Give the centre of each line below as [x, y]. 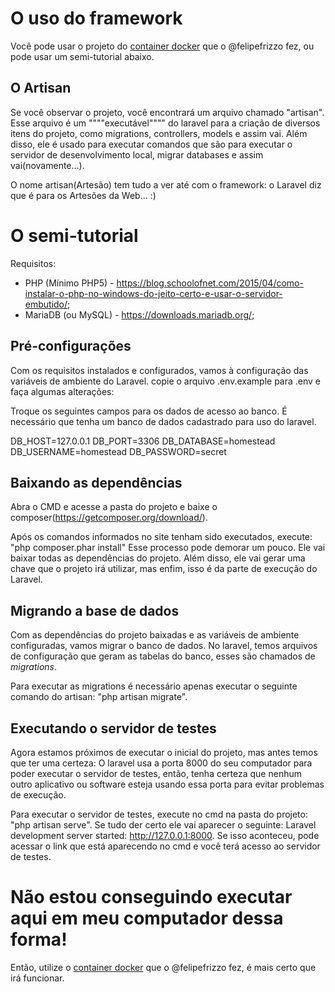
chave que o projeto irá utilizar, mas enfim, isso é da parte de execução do [164, 569]
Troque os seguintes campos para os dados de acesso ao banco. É [149, 411]
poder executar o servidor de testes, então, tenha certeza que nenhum [156, 773]
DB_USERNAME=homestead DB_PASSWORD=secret [118, 451]
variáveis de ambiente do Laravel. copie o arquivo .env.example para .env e [166, 381]
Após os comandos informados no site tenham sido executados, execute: [161, 537]
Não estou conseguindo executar [151, 897]
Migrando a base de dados [95, 610]
